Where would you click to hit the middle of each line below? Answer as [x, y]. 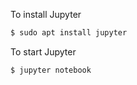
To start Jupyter [43, 51]
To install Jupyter [46, 14]
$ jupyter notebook [51, 70]
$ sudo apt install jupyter [69, 33]
